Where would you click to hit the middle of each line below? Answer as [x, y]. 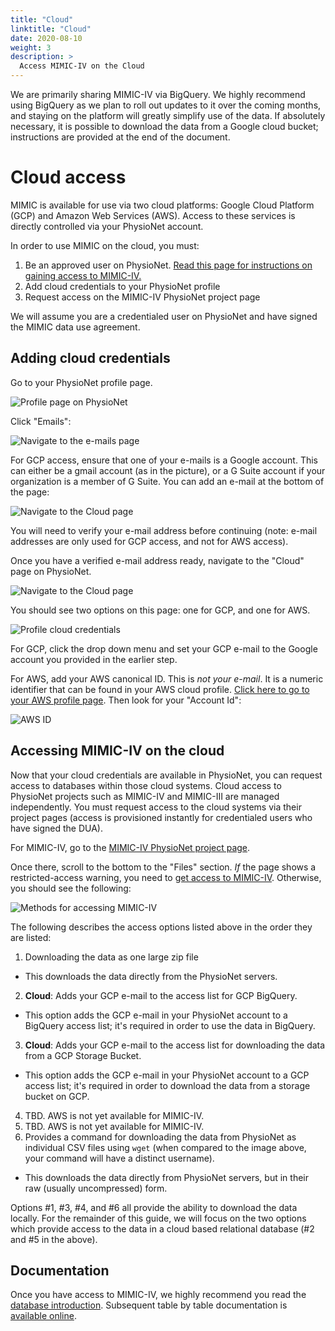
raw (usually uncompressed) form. [96, 1188]
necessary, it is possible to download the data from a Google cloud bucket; [164, 126]
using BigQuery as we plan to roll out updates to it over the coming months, [166, 105]
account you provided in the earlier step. [94, 659]
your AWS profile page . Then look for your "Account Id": [126, 700]
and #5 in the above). [54, 1239]
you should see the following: [71, 888]
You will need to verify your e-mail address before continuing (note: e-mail [164, 530]
